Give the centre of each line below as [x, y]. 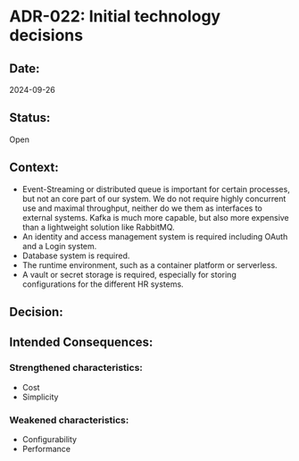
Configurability [50, 439]
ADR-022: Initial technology [115, 17]
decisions [46, 35]
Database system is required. [76, 256]
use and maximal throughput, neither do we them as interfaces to [142, 208]
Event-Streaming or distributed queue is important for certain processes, [156, 189]
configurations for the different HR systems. [103, 284]
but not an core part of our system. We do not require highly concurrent [154, 198]
